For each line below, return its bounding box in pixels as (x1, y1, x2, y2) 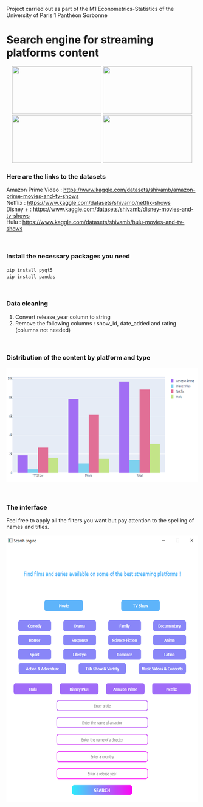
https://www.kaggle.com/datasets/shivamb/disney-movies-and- (33, 205, 194, 213)
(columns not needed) (15, 326, 71, 333)
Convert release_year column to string (15, 313, 111, 321)
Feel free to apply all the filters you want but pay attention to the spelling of (6, 517, 194, 524)
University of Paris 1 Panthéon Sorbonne (6, 12, 108, 19)
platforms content (6, 46, 99, 60)
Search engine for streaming (6, 33, 154, 47)
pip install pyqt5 (6, 267, 53, 273)
